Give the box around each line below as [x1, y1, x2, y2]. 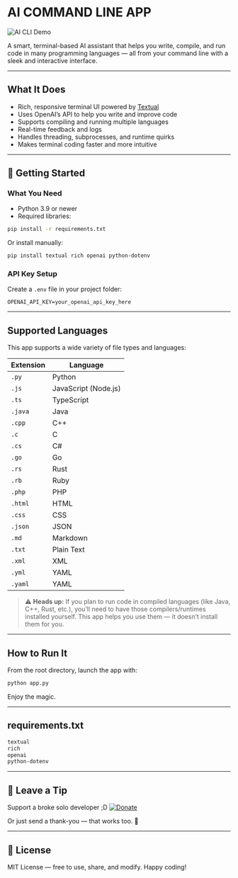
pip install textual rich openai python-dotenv [7, 252, 151, 259]
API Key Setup [7, 269, 58, 279]
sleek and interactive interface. [7, 56, 98, 64]
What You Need [7, 188, 62, 198]
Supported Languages [7, 324, 108, 336]
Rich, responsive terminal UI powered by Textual [17, 102, 159, 110]
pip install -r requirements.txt [7, 226, 106, 233]
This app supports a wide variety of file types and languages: [7, 343, 186, 352]
